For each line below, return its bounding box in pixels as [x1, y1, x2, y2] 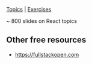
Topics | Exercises [6, 6, 52, 13]
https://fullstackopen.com [14, 51, 79, 58]
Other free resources [6, 35, 87, 45]
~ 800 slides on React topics [6, 18, 77, 24]
